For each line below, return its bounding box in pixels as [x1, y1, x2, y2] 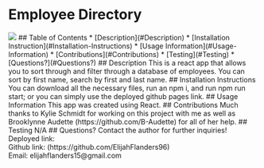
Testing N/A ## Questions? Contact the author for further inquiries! [8, 125, 227, 135]
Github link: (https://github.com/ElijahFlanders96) [8, 142, 170, 151]
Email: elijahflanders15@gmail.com [8, 151, 122, 160]
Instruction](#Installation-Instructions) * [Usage [8, 41, 165, 51]
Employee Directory [8, 6, 142, 24]
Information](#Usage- [165, 41, 237, 51]
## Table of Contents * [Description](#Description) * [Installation [17, 32, 231, 42]
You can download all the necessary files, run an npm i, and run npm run [8, 83, 247, 93]
